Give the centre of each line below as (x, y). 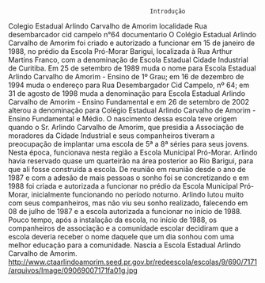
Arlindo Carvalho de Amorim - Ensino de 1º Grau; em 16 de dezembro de (126, 76)
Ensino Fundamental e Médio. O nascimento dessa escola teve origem (123, 119)
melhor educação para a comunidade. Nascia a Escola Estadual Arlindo (125, 245)
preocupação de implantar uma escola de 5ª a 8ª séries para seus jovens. (129, 144)
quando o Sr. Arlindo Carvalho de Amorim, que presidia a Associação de (126, 127)
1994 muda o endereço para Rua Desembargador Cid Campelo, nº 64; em (129, 85)
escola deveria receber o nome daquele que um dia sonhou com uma (121, 237)
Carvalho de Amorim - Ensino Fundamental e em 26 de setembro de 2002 (129, 102)
